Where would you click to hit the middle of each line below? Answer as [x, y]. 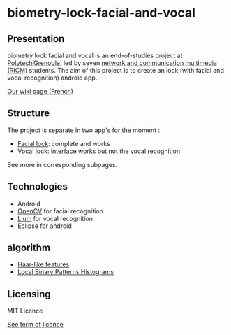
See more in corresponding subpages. [62, 164]
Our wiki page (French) [40, 91]
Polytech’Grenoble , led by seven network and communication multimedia [112, 63]
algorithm [29, 248]
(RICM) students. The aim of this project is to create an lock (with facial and [116, 70]
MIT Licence [25, 311]
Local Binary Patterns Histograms [65, 272]
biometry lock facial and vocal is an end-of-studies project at [95, 55]
